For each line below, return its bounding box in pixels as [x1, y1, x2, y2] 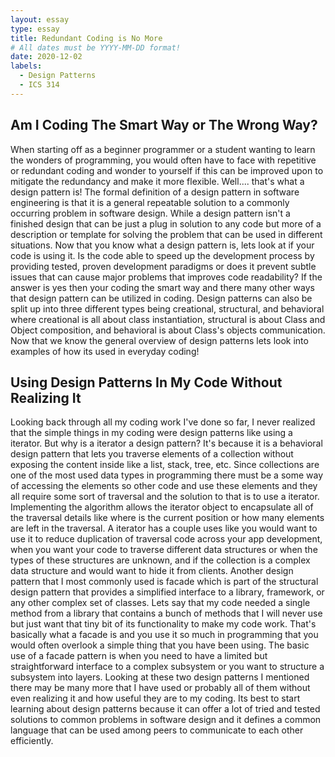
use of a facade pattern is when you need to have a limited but [10, 650, 268, 662]
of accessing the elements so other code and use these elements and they [10, 480, 318, 492]
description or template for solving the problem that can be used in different [10, 228, 323, 240]
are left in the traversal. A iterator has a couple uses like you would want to [10, 522, 318, 535]
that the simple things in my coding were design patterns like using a [10, 427, 293, 439]
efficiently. [10, 735, 54, 747]
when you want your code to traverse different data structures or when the [10, 544, 318, 556]
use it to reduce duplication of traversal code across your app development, [10, 533, 323, 545]
